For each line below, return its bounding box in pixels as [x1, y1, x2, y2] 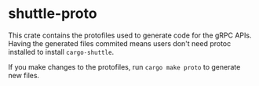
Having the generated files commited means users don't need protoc [8, 38, 232, 48]
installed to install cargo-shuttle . [8, 47, 115, 56]
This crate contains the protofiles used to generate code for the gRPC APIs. [8, 30, 252, 40]
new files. [8, 70, 40, 80]
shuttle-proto [8, 5, 97, 23]
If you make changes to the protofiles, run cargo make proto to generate [8, 62, 241, 71]
